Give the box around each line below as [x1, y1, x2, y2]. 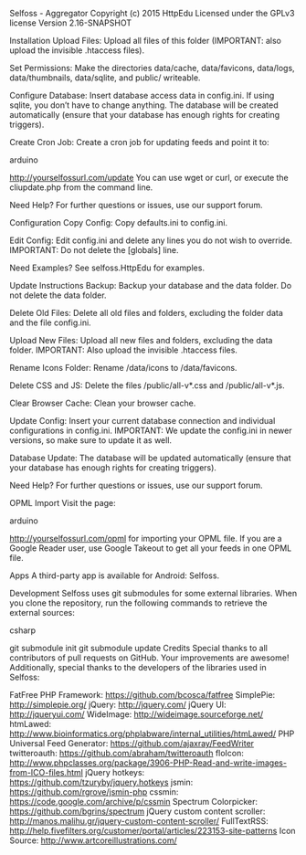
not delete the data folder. [9, 290, 107, 301]
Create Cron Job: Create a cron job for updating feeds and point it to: [9, 137, 269, 147]
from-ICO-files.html [9, 767, 84, 777]
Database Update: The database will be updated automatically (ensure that [9, 452, 291, 463]
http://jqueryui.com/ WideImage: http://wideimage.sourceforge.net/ [9, 709, 264, 720]
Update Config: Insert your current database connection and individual [9, 416, 276, 426]
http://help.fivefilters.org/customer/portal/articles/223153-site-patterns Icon [9, 826, 296, 836]
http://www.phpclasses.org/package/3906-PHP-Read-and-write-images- [9, 757, 288, 768]
